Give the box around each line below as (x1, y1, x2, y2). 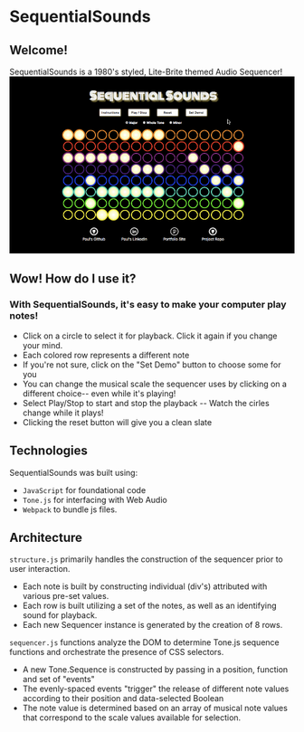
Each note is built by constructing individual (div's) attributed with (22, 581, 268, 592)
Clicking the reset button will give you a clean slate (22, 416, 213, 427)
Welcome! (9, 43, 68, 58)
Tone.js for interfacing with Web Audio (22, 494, 167, 505)
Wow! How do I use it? (9, 271, 137, 287)
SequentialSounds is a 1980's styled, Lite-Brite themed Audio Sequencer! (9, 66, 283, 77)
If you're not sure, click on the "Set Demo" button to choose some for (22, 359, 282, 370)
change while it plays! (22, 407, 104, 418)
